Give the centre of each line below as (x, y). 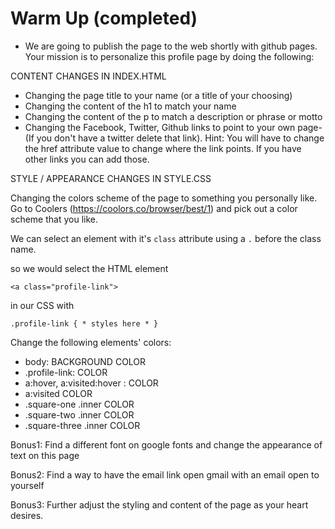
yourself (27, 485)
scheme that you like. (54, 219)
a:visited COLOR (58, 393)
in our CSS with (42, 305)
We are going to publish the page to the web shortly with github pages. (171, 46)
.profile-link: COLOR (66, 372)
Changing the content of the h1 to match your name (130, 106)
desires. (27, 515)
